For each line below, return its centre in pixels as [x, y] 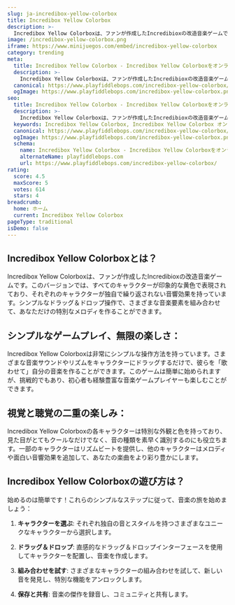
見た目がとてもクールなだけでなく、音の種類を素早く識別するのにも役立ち [114, 440]
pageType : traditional [40, 222]
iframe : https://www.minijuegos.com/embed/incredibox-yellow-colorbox [112, 46]
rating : [19, 170]
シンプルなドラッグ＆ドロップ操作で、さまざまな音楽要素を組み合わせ [120, 303]
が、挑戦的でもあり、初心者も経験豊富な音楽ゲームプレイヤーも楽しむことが [117, 380]
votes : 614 [29, 190]
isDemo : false [28, 228]
